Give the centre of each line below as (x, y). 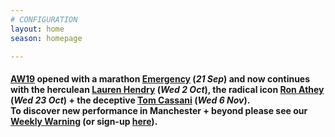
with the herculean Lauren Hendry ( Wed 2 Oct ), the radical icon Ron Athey (167, 89)
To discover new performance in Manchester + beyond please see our (159, 110)
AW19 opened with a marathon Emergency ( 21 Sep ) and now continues (160, 78)
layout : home (37, 29)
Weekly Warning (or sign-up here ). (84, 121)
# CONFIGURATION (44, 19)
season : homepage (46, 38)
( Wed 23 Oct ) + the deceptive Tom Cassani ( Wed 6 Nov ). (130, 100)
